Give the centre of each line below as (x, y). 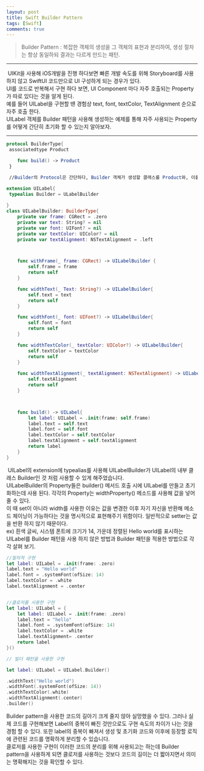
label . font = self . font (58, 429)
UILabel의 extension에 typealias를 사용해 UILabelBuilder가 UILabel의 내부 (97, 470)
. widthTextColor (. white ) (38, 692)
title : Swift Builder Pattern (45, 18)
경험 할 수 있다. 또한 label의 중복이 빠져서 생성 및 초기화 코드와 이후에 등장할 (96, 731)
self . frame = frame (53, 267)
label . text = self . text (58, 424)
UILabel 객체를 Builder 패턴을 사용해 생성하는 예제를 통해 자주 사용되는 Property (102, 119)
